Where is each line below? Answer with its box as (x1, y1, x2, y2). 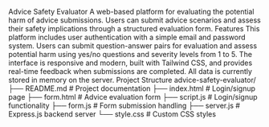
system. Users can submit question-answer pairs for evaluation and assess (8, 41, 258, 51)
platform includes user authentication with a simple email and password (8, 32, 247, 42)
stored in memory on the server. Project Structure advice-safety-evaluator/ (8, 76, 257, 84)
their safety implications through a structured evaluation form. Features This (8, 24, 260, 33)
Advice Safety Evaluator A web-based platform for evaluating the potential (8, 7, 255, 16)
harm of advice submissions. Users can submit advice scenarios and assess (8, 15, 261, 25)
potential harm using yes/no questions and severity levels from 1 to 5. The (8, 50, 253, 59)
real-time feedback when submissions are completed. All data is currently (8, 67, 253, 76)
